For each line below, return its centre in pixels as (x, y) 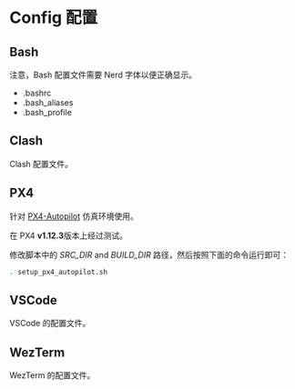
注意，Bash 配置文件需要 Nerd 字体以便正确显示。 (103, 75)
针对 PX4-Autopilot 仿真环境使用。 (74, 216)
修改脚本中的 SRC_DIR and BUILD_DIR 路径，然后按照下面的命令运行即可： (149, 254)
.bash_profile (47, 112)
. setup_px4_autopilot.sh (58, 272)
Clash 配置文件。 (41, 164)
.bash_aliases (48, 103)
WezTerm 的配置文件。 (52, 375)
